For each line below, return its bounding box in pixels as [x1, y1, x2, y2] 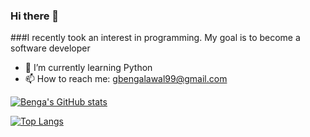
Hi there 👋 [10, 9, 60, 23]
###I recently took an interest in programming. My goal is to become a [10, 32, 301, 44]
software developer [10, 42, 91, 54]
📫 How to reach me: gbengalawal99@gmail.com [24, 73, 228, 85]
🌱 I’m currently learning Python [24, 62, 153, 74]
